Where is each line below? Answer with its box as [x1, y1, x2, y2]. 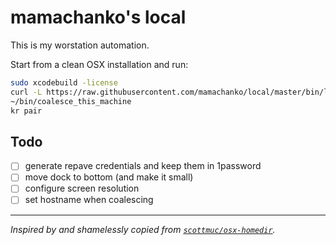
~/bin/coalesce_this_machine [10, 96, 132, 106]
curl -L [10, 87, 43, 97]
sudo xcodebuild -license [10, 77, 118, 88]
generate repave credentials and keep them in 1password [24, 160, 262, 172]
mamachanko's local [10, 6, 187, 29]
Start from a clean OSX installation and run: [10, 58, 189, 70]
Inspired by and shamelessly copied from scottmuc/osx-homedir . [10, 223, 276, 235]
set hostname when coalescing [24, 194, 154, 206]
